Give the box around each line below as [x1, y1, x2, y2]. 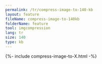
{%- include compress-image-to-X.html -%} [5, 53, 97, 59]
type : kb [5, 40, 24, 45]
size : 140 [5, 35, 26, 40]
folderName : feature [5, 21, 49, 26]
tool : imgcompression [5, 26, 51, 31]
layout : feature [5, 12, 39, 17]
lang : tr [5, 30, 24, 35]
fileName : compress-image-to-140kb [5, 16, 80, 21]
